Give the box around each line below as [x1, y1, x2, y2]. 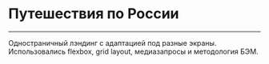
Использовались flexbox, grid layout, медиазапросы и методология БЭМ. [8, 47, 259, 56]
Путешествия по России [8, 5, 179, 23]
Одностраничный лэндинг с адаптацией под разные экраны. [8, 38, 217, 47]
